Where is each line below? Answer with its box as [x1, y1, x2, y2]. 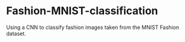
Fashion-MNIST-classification [6, 4, 159, 18]
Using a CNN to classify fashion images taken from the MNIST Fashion [6, 24, 180, 31]
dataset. [6, 30, 27, 37]
